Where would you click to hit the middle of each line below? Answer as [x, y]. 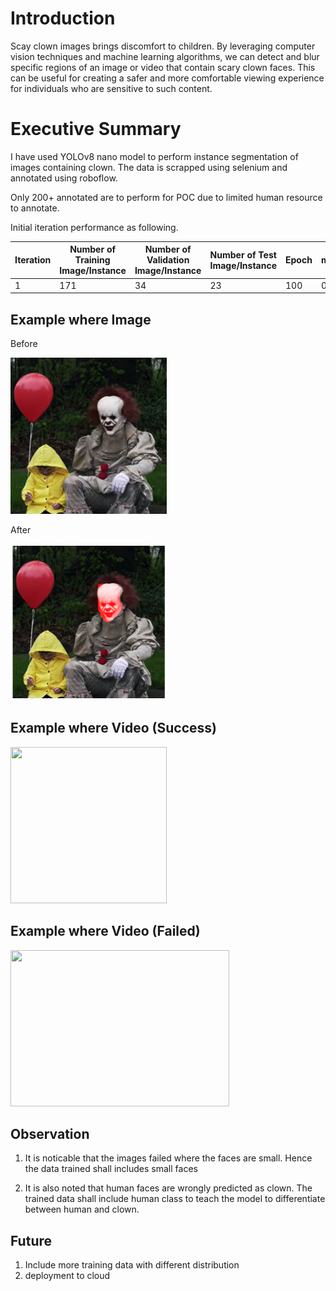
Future [31, 1240]
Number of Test [243, 254]
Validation [168, 260]
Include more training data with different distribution [132, 1265]
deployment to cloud [67, 1276]
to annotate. [35, 208]
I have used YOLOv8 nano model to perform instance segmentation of [154, 156]
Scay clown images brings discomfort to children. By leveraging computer [163, 46]
